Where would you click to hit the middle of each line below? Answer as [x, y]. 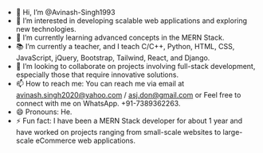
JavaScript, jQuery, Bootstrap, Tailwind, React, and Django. [113, 58]
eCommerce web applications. [85, 140]
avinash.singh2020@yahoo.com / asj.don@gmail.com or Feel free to [128, 95]
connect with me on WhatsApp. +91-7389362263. [98, 103]
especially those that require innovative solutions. [97, 75]
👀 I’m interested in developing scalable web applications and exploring [131, 21]
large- [233, 132]
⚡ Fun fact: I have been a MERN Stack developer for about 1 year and [129, 120]
